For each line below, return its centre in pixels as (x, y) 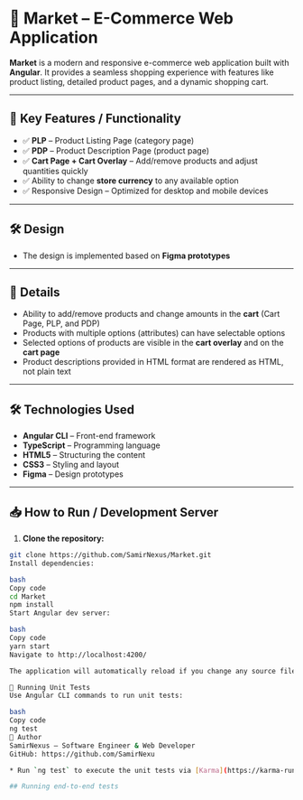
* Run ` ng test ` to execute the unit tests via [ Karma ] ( (119, 770)
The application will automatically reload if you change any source (143, 671)
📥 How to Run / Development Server (114, 512)
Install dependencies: (52, 563)
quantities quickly (55, 171)
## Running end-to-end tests (64, 786)
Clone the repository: (63, 538)
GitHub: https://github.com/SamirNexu (82, 754)
